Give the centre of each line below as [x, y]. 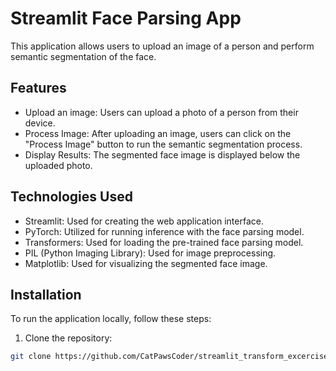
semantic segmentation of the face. [83, 56]
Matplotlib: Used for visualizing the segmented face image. [146, 263]
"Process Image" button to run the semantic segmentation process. [163, 144]
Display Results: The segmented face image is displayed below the [162, 154]
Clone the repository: [68, 338]
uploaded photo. [58, 165]
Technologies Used [71, 197]
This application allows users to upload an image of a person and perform [162, 46]
